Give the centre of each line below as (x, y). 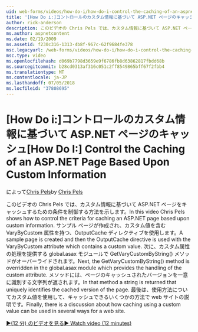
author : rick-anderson (34, 22)
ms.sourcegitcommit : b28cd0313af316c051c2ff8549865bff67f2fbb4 (85, 66)
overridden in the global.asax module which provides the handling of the (94, 268)
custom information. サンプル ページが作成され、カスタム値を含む (86, 225)
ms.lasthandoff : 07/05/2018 (41, 83)
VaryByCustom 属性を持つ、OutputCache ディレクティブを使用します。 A (95, 232)
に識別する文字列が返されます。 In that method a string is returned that (91, 282)
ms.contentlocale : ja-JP (37, 77)
